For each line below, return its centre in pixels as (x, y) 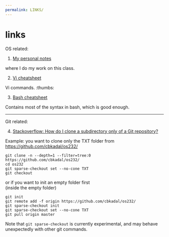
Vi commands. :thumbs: (30, 87)
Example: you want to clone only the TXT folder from (60, 141)
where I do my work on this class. (40, 68)
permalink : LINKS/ (24, 10)
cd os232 (14, 164)
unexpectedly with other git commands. (47, 229)
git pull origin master (30, 214)
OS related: (17, 49)
